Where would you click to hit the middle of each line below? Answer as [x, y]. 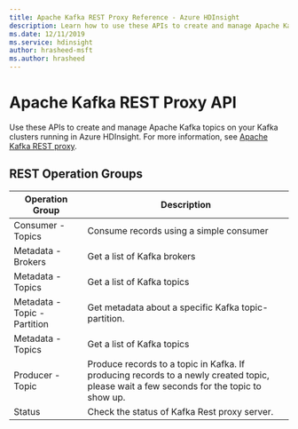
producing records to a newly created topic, [178, 375]
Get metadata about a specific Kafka [163, 307]
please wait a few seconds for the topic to [174, 385]
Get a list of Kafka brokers [141, 256]
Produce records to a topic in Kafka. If [166, 363]
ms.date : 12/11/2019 [47, 34]
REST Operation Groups [76, 174]
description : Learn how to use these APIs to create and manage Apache [144, 26]
